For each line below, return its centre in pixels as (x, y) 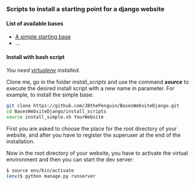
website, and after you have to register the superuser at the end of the (94, 135)
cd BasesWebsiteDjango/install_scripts (56, 111)
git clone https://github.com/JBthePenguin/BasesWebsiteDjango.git (93, 106)
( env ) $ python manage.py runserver (51, 176)
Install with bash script (36, 57)
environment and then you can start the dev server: (70, 159)
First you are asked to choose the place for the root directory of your (91, 128)
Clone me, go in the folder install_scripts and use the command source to (97, 82)
